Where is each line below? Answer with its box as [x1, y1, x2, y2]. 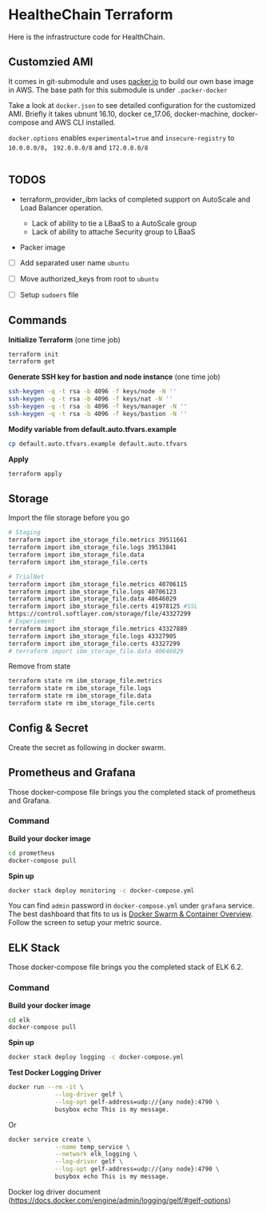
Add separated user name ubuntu [19, 257, 129, 267]
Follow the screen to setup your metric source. [8, 918, 162, 928]
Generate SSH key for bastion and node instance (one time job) [8, 372, 221, 381]
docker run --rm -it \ [8, 1083, 84, 1091]
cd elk [8, 1015, 30, 1024]
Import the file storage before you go [8, 513, 130, 523]
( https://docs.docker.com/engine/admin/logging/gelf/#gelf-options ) [8, 1195, 232, 1205]
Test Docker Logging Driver [8, 1067, 101, 1077]
